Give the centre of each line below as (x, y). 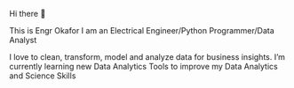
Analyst (23, 40)
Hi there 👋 (28, 14)
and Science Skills (43, 76)
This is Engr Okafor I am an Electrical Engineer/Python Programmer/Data (142, 30)
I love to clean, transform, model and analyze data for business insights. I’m (147, 57)
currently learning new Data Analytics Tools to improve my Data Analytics (143, 66)
